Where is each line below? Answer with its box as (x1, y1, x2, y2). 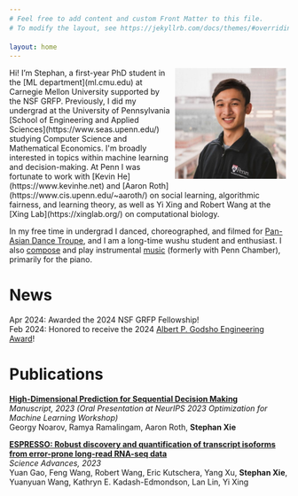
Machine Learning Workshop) (9, 413, 118, 423)
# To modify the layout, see (9, 23, 117, 33)
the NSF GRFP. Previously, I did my (9, 96, 137, 106)
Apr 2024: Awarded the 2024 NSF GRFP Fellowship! (9, 314, 200, 325)
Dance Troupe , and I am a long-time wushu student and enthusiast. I (31, 236, 282, 246)
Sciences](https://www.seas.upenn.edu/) (9, 124, 160, 135)
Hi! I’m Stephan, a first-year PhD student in (9, 67, 166, 79)
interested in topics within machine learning (9, 152, 169, 163)
